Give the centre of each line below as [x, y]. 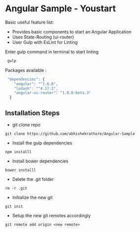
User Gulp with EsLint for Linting [45, 42]
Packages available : [26, 70]
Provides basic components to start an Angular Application [72, 32]
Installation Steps [32, 113]
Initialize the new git [32, 197]
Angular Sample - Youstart [61, 9]
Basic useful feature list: [29, 22]
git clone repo [26, 125]
